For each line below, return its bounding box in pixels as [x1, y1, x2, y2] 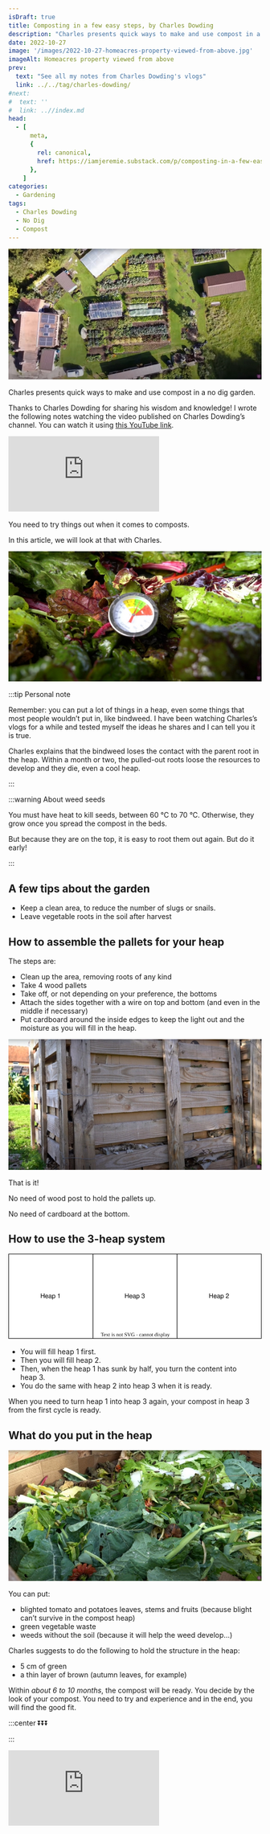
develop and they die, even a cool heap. [8, 764, 141, 773]
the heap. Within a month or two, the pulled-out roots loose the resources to [8, 755, 260, 765]
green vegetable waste [19, 1622, 96, 1631]
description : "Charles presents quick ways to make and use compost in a [8, 30, 261, 38]
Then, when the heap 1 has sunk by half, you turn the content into [19, 1364, 237, 1374]
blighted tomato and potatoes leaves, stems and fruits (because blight [19, 1605, 252, 1614]
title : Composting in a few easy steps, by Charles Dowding [8, 21, 215, 30]
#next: [8, 89, 31, 97]
